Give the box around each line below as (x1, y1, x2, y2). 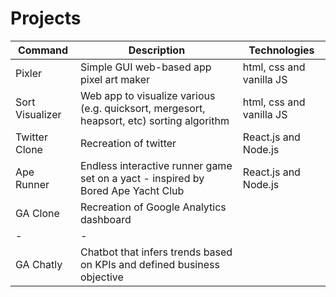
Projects (10, 7, 82, 30)
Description (128, 43, 186, 57)
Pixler (15, 66, 43, 80)
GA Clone (15, 206, 60, 220)
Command (17, 43, 69, 57)
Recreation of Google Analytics (79, 200, 227, 214)
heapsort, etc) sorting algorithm (79, 113, 230, 127)
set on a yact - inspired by (79, 171, 205, 185)
